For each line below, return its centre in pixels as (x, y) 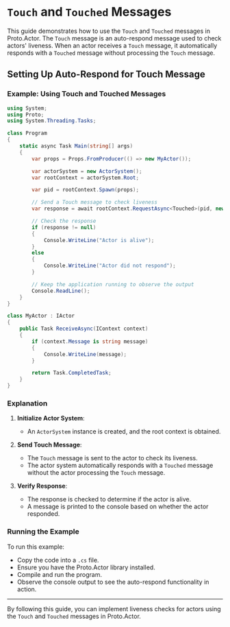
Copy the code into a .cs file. (58, 560)
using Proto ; (26, 115)
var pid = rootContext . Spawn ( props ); (85, 190)
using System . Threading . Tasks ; (52, 121)
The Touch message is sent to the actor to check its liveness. (112, 458)
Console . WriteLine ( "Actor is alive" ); (99, 240)
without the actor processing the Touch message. (96, 473)
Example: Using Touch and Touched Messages (87, 94)
